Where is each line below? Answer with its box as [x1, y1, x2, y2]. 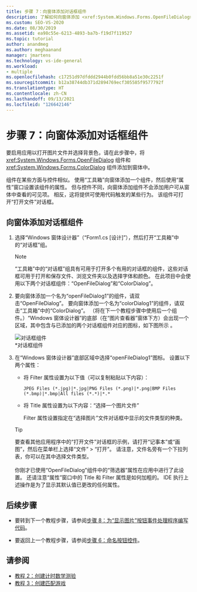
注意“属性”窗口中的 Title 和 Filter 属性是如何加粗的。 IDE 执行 [36, 474, 184, 481]
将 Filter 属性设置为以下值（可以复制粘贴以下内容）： [23, 374, 150, 381]
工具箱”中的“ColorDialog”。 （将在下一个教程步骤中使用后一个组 [22, 307, 178, 315]
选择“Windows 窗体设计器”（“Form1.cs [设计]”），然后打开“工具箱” [14, 234, 174, 241]
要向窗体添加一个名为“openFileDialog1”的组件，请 [14, 292, 135, 300]
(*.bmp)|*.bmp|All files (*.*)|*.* [23, 391, 110, 397]
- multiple [6, 69, 33, 75]
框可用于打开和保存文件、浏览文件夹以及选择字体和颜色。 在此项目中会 [14, 273, 186, 280]
